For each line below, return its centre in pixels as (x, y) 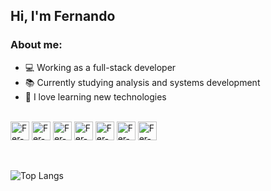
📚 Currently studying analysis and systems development (142, 82)
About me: (36, 45)
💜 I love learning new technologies (95, 96)
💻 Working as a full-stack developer (100, 67)
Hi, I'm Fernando (63, 16)
